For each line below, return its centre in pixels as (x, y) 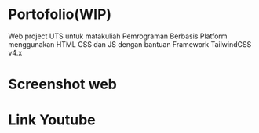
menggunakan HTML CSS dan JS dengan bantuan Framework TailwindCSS (130, 44)
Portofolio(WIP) (60, 14)
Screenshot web (63, 84)
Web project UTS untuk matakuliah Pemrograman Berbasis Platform (118, 36)
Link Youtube (52, 120)
